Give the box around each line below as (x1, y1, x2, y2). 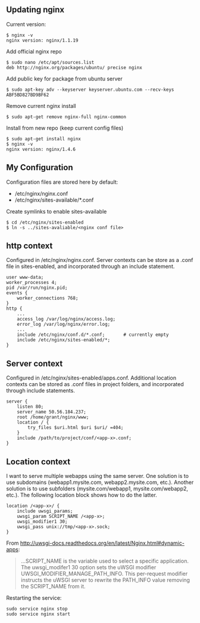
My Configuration (6, 162, 73, 172)
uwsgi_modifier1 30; (17, 519, 68, 525)
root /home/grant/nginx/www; (17, 414, 89, 420)
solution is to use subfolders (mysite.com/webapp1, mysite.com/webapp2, (6, 485, 189, 492)
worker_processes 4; (6, 280, 58, 286)
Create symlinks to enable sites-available (6, 208, 107, 215)
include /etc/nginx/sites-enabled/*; (17, 337, 111, 343)
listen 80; (17, 404, 44, 410)
